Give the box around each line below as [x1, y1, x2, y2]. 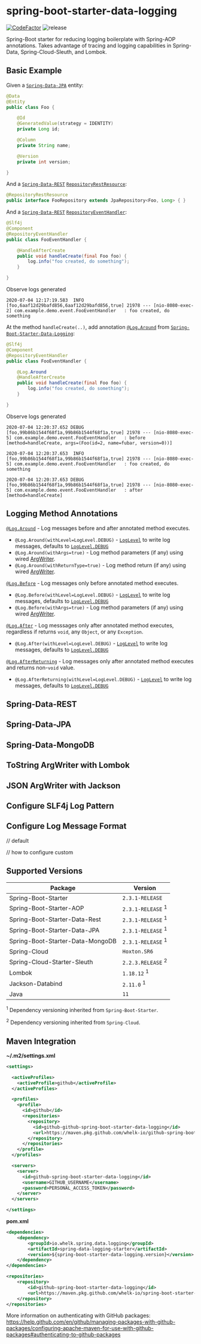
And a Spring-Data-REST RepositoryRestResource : [6, 181, 127, 188]
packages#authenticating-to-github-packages [6, 1331, 121, 1338]
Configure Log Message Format [6, 821, 127, 831]
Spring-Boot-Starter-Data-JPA [9, 926, 100, 934]
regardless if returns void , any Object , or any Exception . [6, 628, 144, 635]
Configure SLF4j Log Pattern [6, 800, 115, 811]
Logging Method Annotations [6, 508, 118, 519]
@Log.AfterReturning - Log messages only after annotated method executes [6, 657, 194, 665]
